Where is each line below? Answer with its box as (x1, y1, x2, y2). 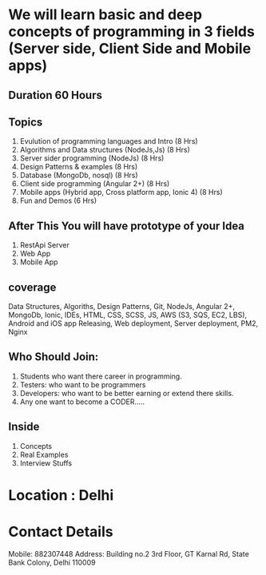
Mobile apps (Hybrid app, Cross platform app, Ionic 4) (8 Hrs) (19, 188, 223, 197)
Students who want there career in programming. (19, 371, 182, 381)
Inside (8, 420, 40, 434)
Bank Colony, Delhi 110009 (8, 557, 96, 567)
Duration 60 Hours (8, 88, 102, 101)
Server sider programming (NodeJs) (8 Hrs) (19, 153, 165, 163)
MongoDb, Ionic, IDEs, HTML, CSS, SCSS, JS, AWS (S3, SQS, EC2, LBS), (8, 310, 248, 320)
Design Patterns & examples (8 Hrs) (19, 162, 138, 172)
